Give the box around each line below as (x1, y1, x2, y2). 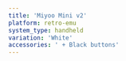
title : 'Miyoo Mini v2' (8, 11, 88, 20)
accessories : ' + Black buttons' (8, 41, 120, 49)
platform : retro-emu (8, 19, 77, 27)
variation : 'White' (8, 33, 73, 42)
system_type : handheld (8, 26, 84, 34)
